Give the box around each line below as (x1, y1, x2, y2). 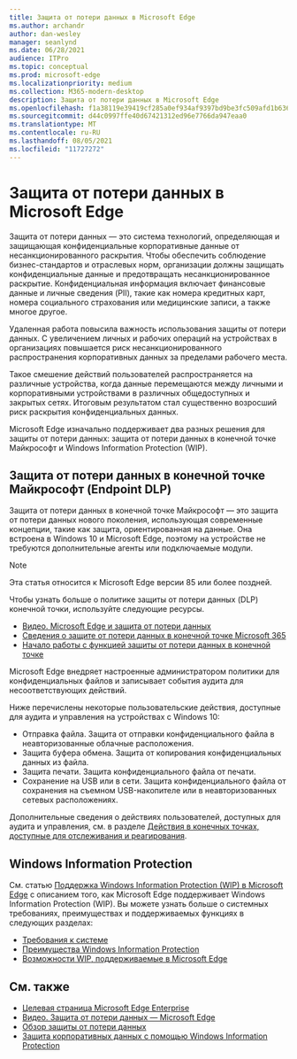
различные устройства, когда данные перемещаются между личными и (9, 378, 284, 389)
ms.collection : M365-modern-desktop (9, 87, 144, 96)
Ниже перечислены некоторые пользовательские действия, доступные (9, 702, 281, 713)
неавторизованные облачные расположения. (21, 738, 194, 749)
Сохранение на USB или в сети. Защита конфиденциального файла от (21, 776, 286, 786)
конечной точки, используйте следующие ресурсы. (9, 604, 205, 615)
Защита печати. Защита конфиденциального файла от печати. (21, 767, 256, 777)
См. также (9, 979, 71, 994)
